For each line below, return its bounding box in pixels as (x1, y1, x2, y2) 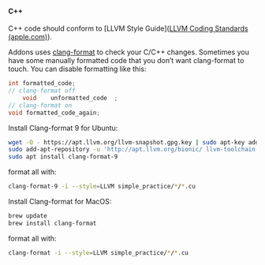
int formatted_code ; (8, 80, 77, 88)
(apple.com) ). (8, 32, 53, 42)
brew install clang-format (8, 219, 97, 227)
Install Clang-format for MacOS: (8, 197, 112, 207)
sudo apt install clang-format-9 (8, 153, 118, 161)
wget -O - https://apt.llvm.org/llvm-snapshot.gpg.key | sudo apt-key (8, 138, 245, 146)
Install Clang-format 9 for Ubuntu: (8, 123, 118, 132)
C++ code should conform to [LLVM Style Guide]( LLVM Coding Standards (8, 24, 248, 33)
